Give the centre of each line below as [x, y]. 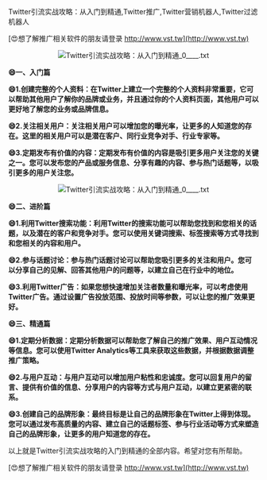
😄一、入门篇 [29, 72]
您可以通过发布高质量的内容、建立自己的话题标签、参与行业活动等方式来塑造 [133, 424]
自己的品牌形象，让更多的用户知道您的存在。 [81, 434]
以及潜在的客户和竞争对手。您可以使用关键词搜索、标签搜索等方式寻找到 [140, 233]
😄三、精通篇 [29, 323]
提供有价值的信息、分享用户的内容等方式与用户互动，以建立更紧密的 [133, 387]
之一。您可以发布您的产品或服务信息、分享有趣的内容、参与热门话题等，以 [130, 163]
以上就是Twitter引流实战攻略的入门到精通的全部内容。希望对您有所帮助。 [128, 451]
